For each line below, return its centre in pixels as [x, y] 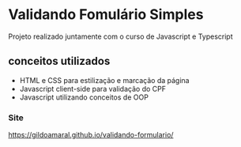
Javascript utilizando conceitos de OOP [84, 97]
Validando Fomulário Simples [106, 15]
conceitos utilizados [59, 61]
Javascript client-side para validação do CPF [92, 89]
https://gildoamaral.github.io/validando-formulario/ [91, 135]
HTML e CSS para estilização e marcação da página [104, 80]
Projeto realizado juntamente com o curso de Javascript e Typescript [120, 36]
